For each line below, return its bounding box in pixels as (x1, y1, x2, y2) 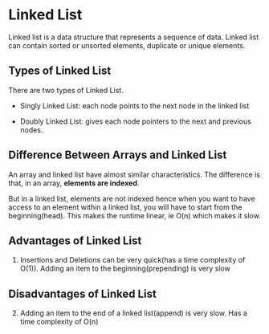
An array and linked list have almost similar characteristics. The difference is (8, 169, 261, 179)
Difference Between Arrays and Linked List (8, 149, 227, 162)
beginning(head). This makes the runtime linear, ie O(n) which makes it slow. (8, 210, 261, 220)
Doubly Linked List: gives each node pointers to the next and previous (19, 116, 251, 126)
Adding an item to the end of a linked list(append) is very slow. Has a (19, 308, 247, 318)
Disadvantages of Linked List (8, 287, 157, 300)
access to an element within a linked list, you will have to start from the (8, 202, 243, 212)
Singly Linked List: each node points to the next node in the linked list (19, 100, 250, 110)
